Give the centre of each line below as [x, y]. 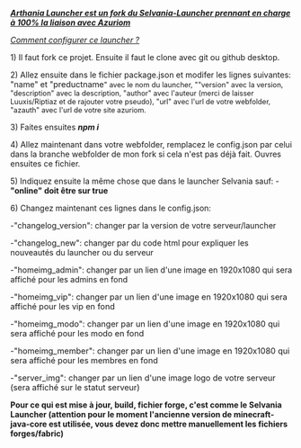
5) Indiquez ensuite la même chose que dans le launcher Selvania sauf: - [145, 181]
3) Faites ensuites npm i [55, 127]
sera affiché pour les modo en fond [77, 333]
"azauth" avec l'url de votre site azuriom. [78, 110]
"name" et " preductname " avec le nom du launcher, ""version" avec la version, [147, 84]
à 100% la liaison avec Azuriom [71, 22]
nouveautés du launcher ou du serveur [82, 252]
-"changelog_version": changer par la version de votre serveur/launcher [143, 225]
